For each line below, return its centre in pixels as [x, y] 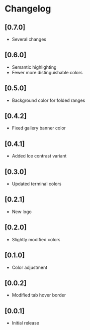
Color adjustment [30, 267]
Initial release [25, 323]
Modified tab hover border [39, 295]
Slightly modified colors [36, 239]
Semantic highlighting [34, 67]
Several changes [29, 39]
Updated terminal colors [37, 184]
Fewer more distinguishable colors [47, 72]
